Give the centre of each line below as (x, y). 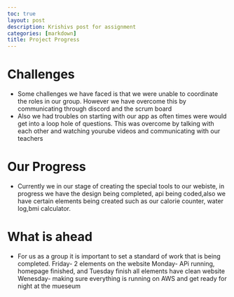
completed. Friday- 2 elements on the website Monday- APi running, (116, 263)
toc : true (22, 14)
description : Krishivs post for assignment (72, 27)
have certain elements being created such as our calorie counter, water (121, 201)
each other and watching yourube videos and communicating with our (119, 131)
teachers (30, 139)
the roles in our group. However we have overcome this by (102, 102)
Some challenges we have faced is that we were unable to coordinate (118, 94)
